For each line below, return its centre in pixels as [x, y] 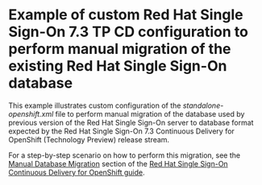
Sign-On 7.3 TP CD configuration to [128, 32]
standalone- [203, 105]
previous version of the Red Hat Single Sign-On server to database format [131, 122]
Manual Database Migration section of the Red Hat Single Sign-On [118, 163]
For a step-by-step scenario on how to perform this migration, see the [124, 155]
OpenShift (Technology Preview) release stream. [89, 139]
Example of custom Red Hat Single [126, 15]
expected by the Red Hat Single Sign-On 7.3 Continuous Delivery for [122, 131]
